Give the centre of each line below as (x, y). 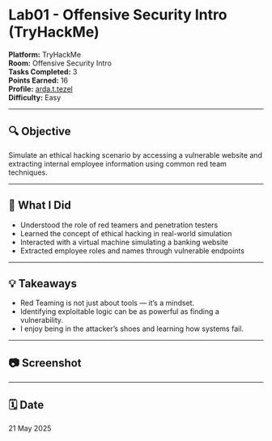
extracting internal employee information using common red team (117, 163)
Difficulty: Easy (35, 97)
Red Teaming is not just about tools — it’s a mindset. (107, 303)
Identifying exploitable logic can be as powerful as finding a (120, 312)
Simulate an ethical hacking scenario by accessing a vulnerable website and (136, 155)
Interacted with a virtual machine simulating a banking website (124, 242)
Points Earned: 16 (38, 80)
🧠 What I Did (40, 205)
